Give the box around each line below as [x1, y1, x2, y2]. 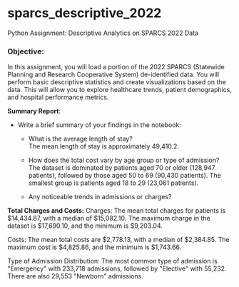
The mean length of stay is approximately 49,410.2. [28, 142, 180, 151]
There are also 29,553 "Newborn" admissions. [7, 272, 144, 281]
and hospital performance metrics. [7, 93, 109, 101]
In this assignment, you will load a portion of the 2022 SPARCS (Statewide [7, 63, 225, 71]
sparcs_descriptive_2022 [7, 5, 162, 21]
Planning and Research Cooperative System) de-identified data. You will [7, 70, 220, 79]
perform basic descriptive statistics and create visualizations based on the [7, 78, 226, 86]
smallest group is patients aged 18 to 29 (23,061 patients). [28, 178, 199, 187]
